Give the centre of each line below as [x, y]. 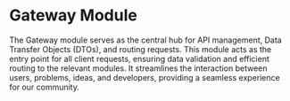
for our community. [45, 87]
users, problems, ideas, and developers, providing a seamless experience [145, 77]
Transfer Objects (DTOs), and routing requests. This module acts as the [141, 49]
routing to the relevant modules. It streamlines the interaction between [138, 68]
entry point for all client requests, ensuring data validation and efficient [139, 58]
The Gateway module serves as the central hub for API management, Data [146, 40]
